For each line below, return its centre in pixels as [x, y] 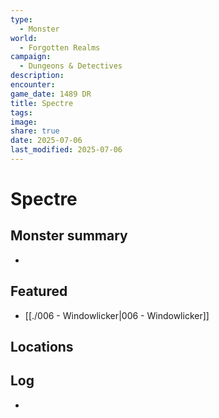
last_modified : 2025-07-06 [66, 150]
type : [21, 19]
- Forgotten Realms [60, 47]
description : [37, 76]
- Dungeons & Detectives [71, 66]
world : [24, 38]
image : [24, 122]
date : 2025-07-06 [46, 141]
